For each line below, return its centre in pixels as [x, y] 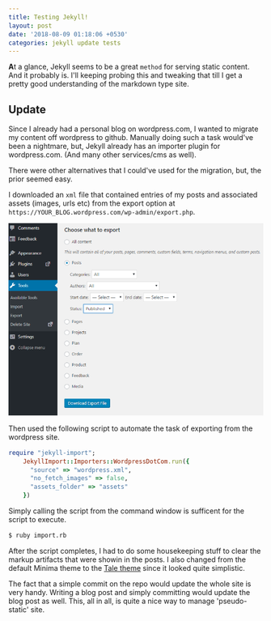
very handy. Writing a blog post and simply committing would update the [129, 592]
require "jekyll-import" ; [52, 453]
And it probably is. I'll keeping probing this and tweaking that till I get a [125, 75]
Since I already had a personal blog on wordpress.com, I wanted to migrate [133, 129]
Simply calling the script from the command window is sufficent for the [127, 511]
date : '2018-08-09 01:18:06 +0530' [68, 34]
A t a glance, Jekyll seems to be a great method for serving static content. [129, 67]
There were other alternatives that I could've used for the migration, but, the [135, 171]
